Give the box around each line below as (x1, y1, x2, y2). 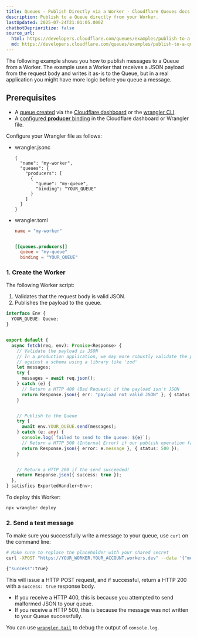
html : (11, 36, 25, 42)
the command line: (6, 539, 51, 546)
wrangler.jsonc (14, 144, 51, 151)
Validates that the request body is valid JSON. (14, 293, 126, 300)
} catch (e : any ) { (16, 429, 64, 435)
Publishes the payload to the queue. (14, 299, 102, 306)
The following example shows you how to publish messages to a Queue (6, 57, 179, 64)
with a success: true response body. (6, 583, 96, 590)
